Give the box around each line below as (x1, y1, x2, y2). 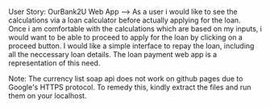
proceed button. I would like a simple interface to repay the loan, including (8, 41, 255, 51)
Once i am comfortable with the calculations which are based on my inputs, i (8, 24, 262, 33)
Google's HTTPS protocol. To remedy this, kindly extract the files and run (8, 82, 251, 92)
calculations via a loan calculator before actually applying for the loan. (8, 15, 241, 25)
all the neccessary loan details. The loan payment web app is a (8, 50, 218, 59)
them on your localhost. (8, 91, 87, 100)
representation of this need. (8, 58, 101, 68)
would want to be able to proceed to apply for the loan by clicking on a (8, 32, 243, 42)
